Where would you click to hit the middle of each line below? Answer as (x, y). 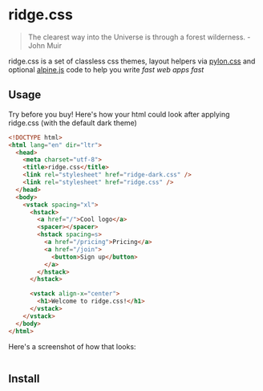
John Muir (45, 45)
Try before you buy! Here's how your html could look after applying (119, 114)
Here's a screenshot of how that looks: (72, 346)
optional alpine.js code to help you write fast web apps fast (106, 69)
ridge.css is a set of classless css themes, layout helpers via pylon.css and (132, 61)
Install (24, 379)
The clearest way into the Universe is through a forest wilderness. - (139, 37)
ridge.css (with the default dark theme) (73, 123)
